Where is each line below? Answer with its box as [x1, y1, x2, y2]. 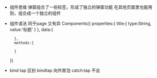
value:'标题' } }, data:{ [9, 27, 53, 32]
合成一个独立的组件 [22, 10, 61, 16]
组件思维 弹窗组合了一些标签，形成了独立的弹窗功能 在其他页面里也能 [9, 4, 148, 10]
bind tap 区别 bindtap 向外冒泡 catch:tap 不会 [9, 67, 100, 73]
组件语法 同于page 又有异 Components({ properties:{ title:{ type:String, [9, 21, 152, 26]
